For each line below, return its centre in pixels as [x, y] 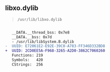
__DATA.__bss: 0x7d [32, 37]
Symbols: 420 [27, 60]
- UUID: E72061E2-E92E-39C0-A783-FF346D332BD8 [55, 46]
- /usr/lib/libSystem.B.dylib [43, 41]
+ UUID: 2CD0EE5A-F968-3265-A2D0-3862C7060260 [55, 51]
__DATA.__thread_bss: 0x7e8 [41, 32]
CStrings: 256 [27, 64]
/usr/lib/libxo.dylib [39, 19]
